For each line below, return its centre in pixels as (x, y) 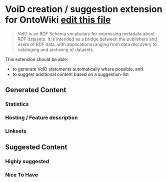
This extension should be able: (37, 59)
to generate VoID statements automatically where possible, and (78, 69)
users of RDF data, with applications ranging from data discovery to (87, 44)
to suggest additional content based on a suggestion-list (70, 74)
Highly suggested (27, 161)
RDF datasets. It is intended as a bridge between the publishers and (87, 39)
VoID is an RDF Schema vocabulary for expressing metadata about (86, 33)
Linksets (16, 131)
